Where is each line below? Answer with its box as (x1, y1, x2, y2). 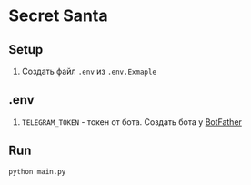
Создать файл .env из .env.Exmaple (21, 66, 156, 77)
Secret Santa (8, 5, 108, 26)
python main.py (8, 167, 66, 176)
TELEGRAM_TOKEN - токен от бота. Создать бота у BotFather (21, 116, 243, 128)
